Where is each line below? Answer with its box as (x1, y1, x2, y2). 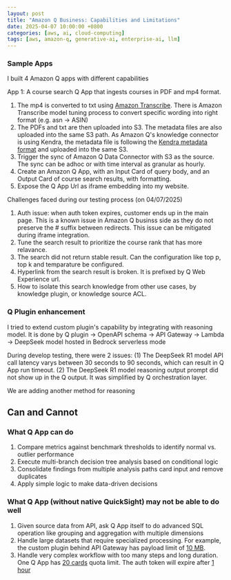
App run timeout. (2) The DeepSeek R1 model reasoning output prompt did (7, 365, 219, 374)
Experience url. (17, 275, 61, 284)
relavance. (17, 246, 48, 254)
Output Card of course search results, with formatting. (17, 174, 172, 183)
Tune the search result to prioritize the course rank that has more (17, 238, 203, 246)
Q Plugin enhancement (7, 307, 86, 317)
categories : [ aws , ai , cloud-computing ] (7, 29, 125, 37)
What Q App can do (7, 427, 74, 437)
